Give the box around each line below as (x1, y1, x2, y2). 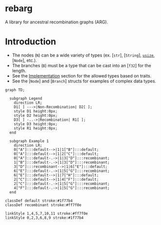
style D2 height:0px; (14, 113, 57, 118)
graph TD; (5, 87, 25, 93)
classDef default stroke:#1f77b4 (5, 198, 73, 203)
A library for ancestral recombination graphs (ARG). (5, 19, 108, 25)
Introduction (5, 36, 56, 47)
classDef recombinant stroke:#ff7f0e (5, 203, 82, 207)
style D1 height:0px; (14, 109, 57, 113)
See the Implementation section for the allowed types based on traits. (12, 73, 152, 78)
